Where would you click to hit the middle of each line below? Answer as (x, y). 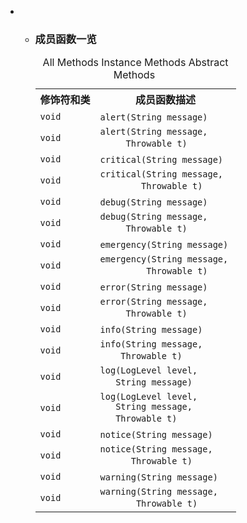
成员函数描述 (166, 100)
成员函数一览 (65, 39)
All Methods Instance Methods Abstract (135, 63)
